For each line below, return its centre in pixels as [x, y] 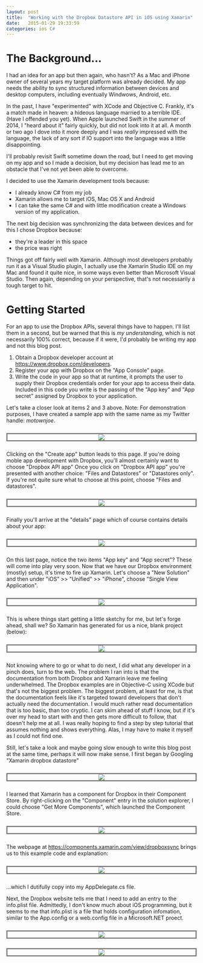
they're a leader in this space [51, 242]
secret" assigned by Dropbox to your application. [76, 396]
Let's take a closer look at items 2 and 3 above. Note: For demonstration [96, 408]
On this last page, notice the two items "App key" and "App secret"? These [99, 560]
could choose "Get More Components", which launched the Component [96, 807]
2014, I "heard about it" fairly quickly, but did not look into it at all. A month [99, 126]
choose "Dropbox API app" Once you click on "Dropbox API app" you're [96, 467]
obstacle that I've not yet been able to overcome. [67, 169]
